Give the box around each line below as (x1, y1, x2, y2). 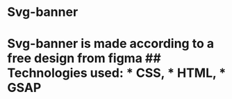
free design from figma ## (7, 51, 161, 66)
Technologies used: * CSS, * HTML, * (7, 65, 226, 81)
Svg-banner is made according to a (7, 36, 214, 52)
